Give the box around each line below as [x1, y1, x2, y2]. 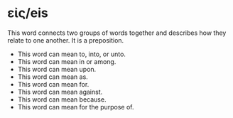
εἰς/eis [7, 5, 48, 21]
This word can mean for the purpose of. [17, 102, 134, 111]
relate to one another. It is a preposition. [7, 36, 124, 44]
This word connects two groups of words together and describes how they [7, 28, 227, 37]
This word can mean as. [17, 73, 89, 81]
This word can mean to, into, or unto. [17, 50, 126, 58]
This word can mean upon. [17, 65, 97, 73]
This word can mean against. [17, 87, 103, 96]
